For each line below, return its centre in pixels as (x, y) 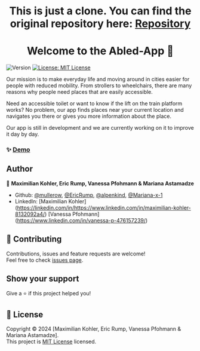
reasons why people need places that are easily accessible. (80, 92)
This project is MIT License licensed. (51, 341)
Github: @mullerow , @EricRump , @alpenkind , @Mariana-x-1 (89, 195)
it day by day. (23, 134)
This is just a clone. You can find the (100, 11)
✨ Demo (18, 149)
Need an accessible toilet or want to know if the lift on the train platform (94, 103)
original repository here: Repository (100, 24)
